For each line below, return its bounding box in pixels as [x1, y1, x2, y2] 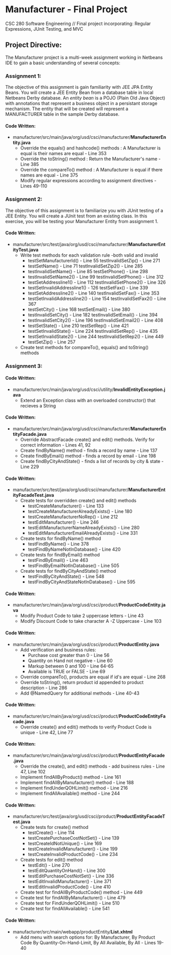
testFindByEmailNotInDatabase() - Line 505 [28, 562, 119, 569]
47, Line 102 [20, 769, 46, 775]
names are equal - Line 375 [20, 172, 78, 178]
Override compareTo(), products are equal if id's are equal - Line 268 [20, 674, 166, 680]
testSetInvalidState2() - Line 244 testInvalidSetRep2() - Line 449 [28, 333, 164, 339]
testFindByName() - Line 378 [28, 541, 89, 547]
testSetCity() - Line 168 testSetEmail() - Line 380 [28, 306, 131, 312]
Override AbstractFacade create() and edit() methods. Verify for [20, 436, 155, 443]
